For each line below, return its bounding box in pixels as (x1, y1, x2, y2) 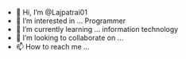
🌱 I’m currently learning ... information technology (15, 25, 179, 33)
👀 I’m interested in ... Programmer (15, 16, 126, 26)
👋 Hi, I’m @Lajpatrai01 (15, 8, 87, 17)
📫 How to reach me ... (15, 42, 90, 51)
